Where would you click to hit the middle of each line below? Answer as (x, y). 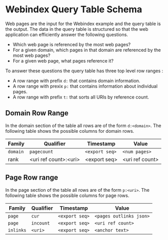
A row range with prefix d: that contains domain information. (77, 81)
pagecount (41, 152)
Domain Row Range (37, 113)
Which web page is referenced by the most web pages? (71, 44)
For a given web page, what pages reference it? (63, 61)
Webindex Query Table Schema (74, 9)
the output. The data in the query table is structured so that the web (77, 29)
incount (41, 223)
